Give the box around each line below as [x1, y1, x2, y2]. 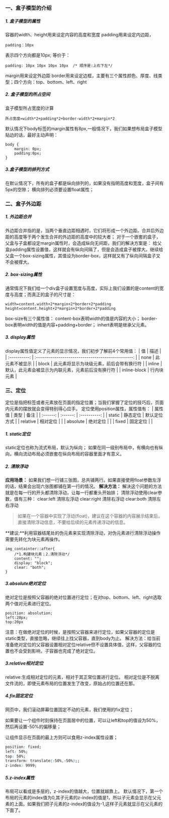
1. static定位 [5, 430, 31, 437]
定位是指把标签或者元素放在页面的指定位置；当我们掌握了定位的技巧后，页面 [5, 399, 164, 405]
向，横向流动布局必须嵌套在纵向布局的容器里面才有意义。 [5, 451, 124, 457]
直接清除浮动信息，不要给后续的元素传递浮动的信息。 [17, 519, 128, 525]
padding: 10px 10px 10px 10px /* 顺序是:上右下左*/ [5, 63, 113, 68]
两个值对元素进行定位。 [5, 601, 54, 607]
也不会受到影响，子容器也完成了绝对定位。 [9, 647, 98, 654]
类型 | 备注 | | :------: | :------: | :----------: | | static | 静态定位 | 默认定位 [13, 412, 163, 418]
